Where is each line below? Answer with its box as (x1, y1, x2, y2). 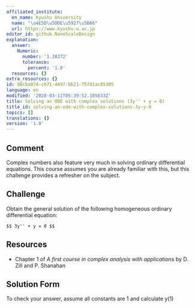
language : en (6, 87, 39, 93)
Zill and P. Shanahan (14, 262, 66, 269)
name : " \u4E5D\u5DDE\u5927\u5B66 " (11, 20, 98, 26)
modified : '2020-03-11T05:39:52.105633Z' (6, 93, 112, 99)
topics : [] (6, 109, 34, 115)
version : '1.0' (6, 121, 44, 127)
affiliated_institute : (6, 8, 63, 15)
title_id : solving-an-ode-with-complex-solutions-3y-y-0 (6, 103, 152, 110)
